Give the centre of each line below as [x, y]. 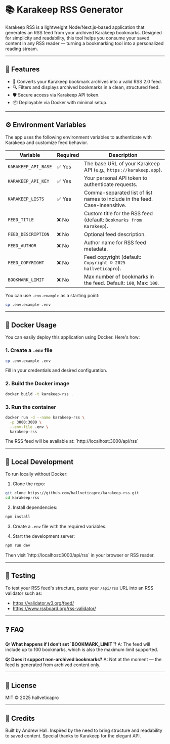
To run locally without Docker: [36, 474]
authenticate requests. [111, 184]
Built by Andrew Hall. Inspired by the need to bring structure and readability [84, 730]
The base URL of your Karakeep [122, 163]
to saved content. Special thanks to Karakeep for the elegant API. [73, 735]
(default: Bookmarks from [113, 219]
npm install [18, 517]
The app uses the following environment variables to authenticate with [78, 137]
